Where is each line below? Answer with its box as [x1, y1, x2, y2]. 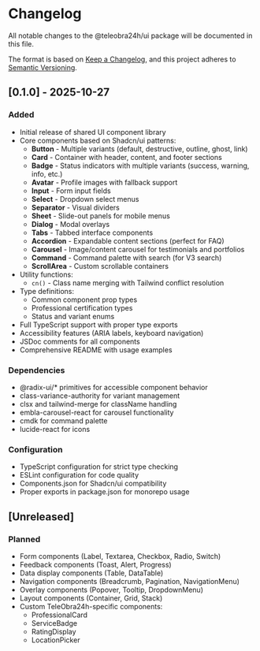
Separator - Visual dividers [31, 203, 120, 212]
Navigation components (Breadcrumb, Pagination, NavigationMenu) [19, 576, 240, 586]
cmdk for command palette [19, 415, 108, 426]
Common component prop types [31, 295, 138, 304]
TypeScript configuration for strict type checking [19, 462, 179, 471]
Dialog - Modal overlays [31, 219, 110, 229]
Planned [8, 534, 41, 545]
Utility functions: [19, 270, 73, 279]
